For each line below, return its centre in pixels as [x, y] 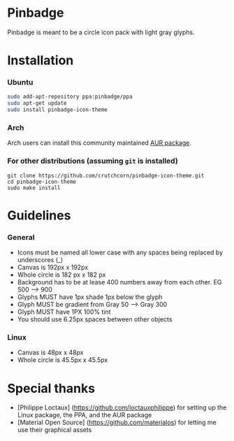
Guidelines [39, 215]
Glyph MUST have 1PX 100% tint [64, 312]
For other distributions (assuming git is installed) [93, 161]
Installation [41, 60]
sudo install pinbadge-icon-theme [58, 110]
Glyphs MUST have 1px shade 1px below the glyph [90, 297]
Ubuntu [20, 82]
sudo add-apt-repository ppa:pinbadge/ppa [70, 97]
